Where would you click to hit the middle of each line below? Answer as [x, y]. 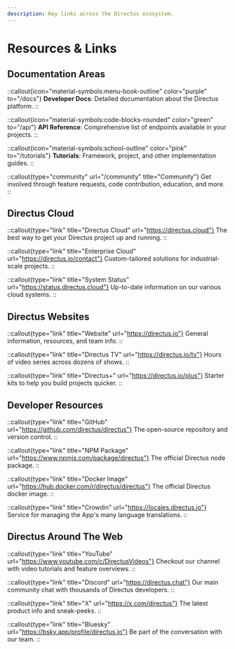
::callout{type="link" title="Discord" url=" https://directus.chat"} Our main [113, 582]
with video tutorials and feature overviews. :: [72, 568]
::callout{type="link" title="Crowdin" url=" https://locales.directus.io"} [107, 507]
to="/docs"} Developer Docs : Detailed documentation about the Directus [113, 98]
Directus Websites [48, 316]
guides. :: [21, 163]
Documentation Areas [56, 74]
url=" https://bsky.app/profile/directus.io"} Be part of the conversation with [115, 631]
